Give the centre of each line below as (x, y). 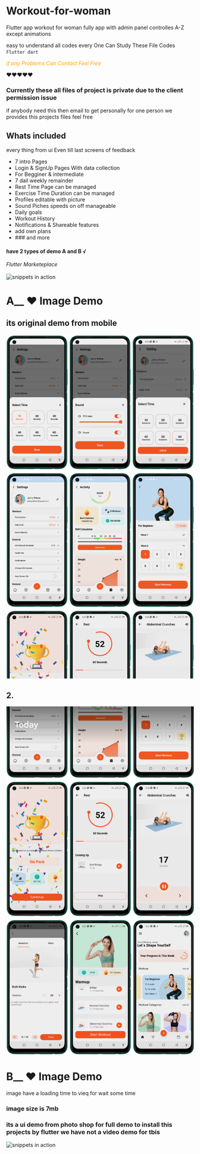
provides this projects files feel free (50, 117)
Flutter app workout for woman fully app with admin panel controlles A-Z (95, 27)
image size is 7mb (32, 1108)
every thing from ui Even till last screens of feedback (71, 150)
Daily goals (29, 212)
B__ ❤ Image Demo (54, 1077)
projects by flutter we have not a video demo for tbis (83, 1132)
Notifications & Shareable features (57, 225)
